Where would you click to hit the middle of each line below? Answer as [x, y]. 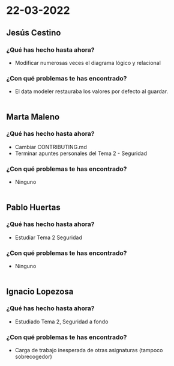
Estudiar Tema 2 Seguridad [48, 237]
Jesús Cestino [34, 33]
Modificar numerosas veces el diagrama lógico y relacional [88, 63]
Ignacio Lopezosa [40, 291]
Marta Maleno [33, 117]
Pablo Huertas [34, 207]
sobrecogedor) [33, 357]
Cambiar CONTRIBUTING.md [51, 147]
